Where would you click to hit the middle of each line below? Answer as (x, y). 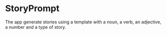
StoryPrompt (32, 9)
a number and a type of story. (36, 27)
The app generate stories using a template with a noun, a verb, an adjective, (83, 22)
